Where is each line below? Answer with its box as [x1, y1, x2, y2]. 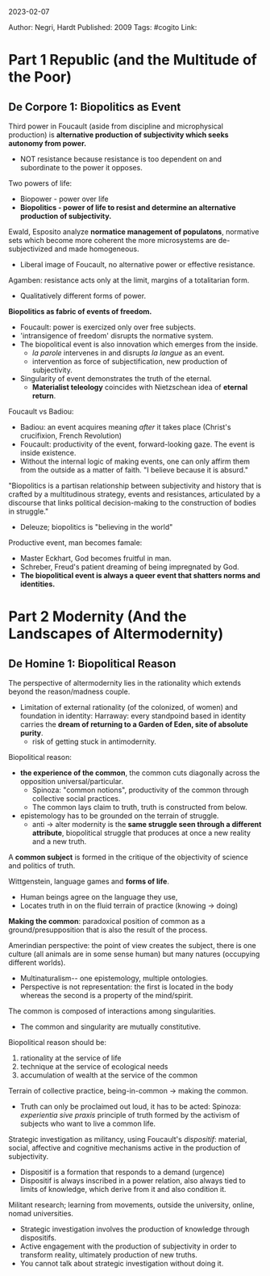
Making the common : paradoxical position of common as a [8, 917, 206, 926]
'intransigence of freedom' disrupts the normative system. [19, 331, 214, 340]
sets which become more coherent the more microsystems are [8, 236, 217, 245]
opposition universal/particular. [19, 777, 123, 786]
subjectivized [8, 244, 53, 254]
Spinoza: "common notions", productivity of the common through [31, 785, 249, 795]
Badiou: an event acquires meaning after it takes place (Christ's [19, 422, 231, 431]
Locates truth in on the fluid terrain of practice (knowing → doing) [19, 900, 239, 910]
